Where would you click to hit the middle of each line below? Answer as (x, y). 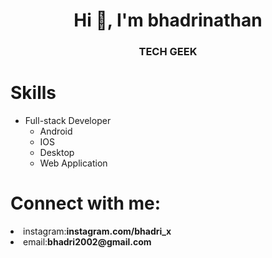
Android (56, 131)
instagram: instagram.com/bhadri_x (97, 231)
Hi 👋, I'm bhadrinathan (168, 20)
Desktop (57, 153)
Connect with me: (86, 203)
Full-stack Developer (68, 121)
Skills (33, 93)
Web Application (73, 163)
